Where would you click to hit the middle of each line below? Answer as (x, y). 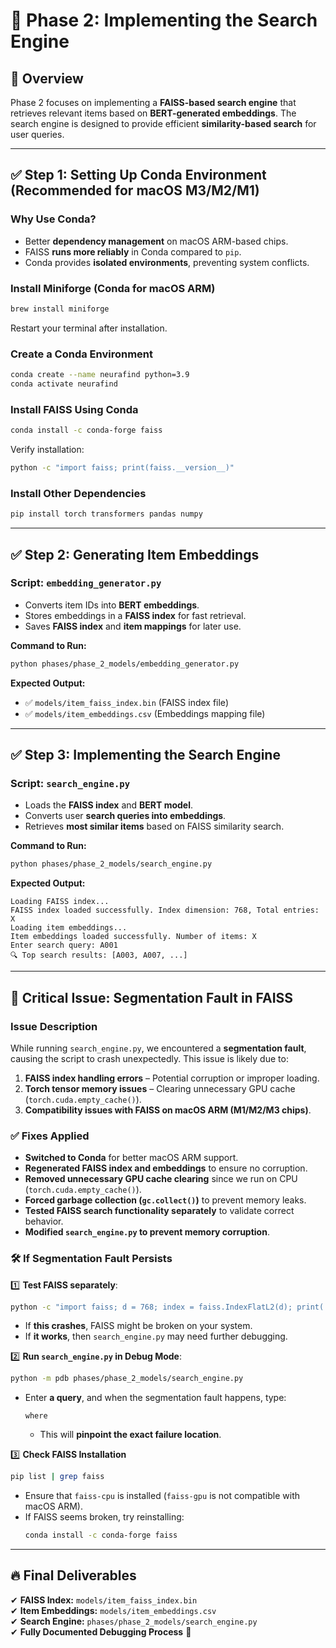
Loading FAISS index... (60, 902)
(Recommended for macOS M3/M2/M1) (135, 190)
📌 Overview (47, 78)
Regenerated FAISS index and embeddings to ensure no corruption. (166, 1168)
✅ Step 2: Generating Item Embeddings (135, 554)
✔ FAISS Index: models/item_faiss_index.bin (104, 1600)
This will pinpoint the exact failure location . (130, 1435)
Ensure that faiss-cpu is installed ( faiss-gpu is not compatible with (162, 1496)
